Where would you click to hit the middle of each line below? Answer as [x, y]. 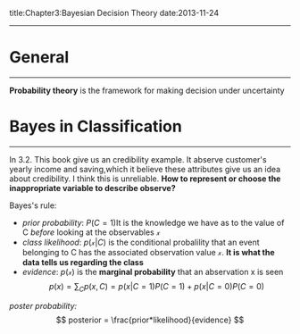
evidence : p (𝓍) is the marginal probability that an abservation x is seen [153, 271]
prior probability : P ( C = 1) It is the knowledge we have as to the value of [153, 222]
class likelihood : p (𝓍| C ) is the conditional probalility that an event [141, 242]
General [39, 58]
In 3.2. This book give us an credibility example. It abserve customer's [138, 159]
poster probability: [43, 305]
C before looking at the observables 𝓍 [91, 232]
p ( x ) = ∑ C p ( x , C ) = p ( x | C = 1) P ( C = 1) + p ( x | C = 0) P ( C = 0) [157, 287]
